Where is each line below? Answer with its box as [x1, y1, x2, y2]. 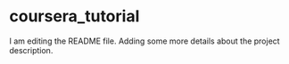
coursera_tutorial [9, 6, 140, 27]
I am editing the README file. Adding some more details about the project [9, 36, 280, 46]
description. [9, 44, 54, 55]
